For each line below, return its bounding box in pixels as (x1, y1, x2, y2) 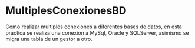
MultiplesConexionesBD (5, 4, 127, 17)
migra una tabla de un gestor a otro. (5, 35, 92, 42)
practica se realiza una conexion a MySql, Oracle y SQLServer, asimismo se (5, 29, 189, 36)
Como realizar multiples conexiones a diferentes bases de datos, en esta (5, 23, 182, 30)
